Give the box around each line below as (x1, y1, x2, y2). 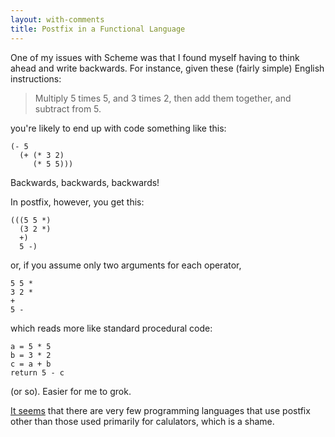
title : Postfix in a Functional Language (10, 24, 186, 34)
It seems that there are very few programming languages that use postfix (10, 404, 311, 416)
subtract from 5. (34, 102, 102, 115)
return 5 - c (10, 367, 65, 378)
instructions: (10, 72, 62, 85)
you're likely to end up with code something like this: (10, 122, 227, 134)
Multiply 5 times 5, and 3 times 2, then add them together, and (34, 92, 292, 104)
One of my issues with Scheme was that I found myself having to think (10, 51, 300, 63)
